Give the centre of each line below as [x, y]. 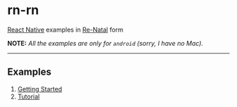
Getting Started [39, 89]
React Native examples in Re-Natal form [65, 30]
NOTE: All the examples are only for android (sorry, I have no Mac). [105, 43]
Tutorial [29, 96]
